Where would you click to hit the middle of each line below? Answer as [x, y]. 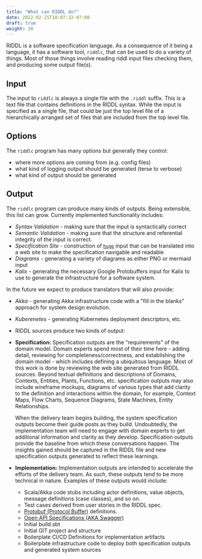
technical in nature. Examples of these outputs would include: [91, 480]
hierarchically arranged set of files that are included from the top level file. [98, 117]
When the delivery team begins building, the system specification [96, 418]
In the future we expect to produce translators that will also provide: [90, 289]
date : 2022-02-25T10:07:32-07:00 [48, 17]
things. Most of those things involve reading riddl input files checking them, [100, 58]
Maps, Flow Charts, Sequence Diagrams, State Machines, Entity [94, 400]
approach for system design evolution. [63, 307]
